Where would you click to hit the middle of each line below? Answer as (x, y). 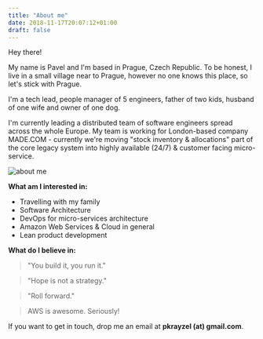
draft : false (29, 30)
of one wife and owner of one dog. (64, 108)
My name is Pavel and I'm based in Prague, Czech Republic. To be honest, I (130, 67)
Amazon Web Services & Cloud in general (87, 227)
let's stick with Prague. (45, 84)
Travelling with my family (60, 202)
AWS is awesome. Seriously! (73, 312)
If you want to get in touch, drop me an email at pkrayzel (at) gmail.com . (126, 326)
